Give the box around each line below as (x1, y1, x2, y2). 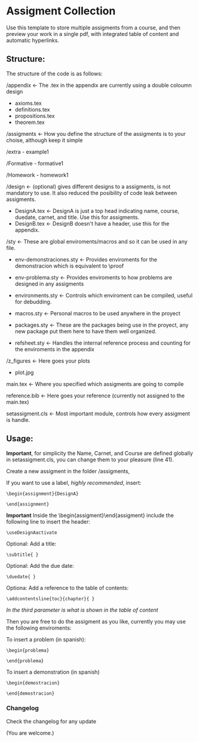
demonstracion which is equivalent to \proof (14, 262, 124, 269)
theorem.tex (14, 118, 45, 126)
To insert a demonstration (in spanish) (6, 668, 100, 676)
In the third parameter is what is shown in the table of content (6, 606, 158, 613)
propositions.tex (14, 112, 55, 119)
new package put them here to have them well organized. (14, 327, 157, 334)
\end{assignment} (6, 501, 50, 507)
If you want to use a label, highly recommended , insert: (6, 479, 142, 486)
